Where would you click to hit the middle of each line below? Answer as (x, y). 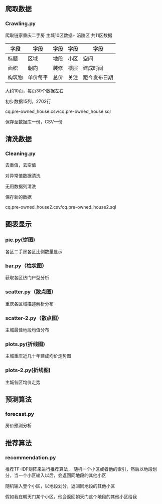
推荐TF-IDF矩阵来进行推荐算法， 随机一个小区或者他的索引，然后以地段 (79, 469)
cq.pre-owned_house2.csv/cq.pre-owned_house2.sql (61, 207)
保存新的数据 (18, 197)
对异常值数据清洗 (23, 176)
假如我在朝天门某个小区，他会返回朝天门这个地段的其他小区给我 (71, 496)
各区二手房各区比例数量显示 (34, 252)
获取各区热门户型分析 (27, 278)
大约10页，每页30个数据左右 (35, 91)
